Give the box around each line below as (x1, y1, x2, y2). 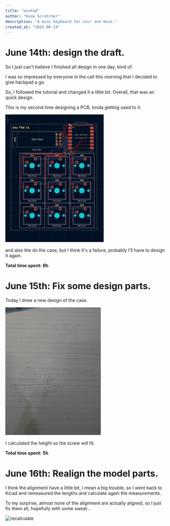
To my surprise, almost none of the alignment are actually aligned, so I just (5, 500, 161, 506)
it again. (5, 253, 22, 259)
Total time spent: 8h (5, 263, 49, 269)
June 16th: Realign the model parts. (5, 468, 159, 480)
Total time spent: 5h (5, 450, 48, 456)
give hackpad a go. (5, 79, 46, 85)
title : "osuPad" (5, 8, 40, 13)
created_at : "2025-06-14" (5, 24, 60, 30)
